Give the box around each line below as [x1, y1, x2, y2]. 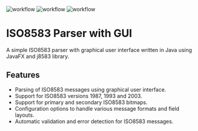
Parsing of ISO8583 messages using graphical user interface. [14, 86, 166, 93]
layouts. [14, 111, 35, 118]
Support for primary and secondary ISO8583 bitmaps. [14, 99, 148, 106]
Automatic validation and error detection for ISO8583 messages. [14, 117, 174, 125]
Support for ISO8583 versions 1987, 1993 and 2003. [14, 92, 143, 99]
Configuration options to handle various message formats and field [14, 105, 180, 112]
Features [6, 70, 40, 80]
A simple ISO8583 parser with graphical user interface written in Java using [6, 46, 193, 53]
